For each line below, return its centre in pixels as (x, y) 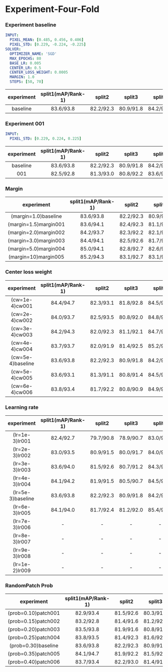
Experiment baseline (31, 25)
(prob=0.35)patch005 (34, 654)
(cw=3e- (21, 328)
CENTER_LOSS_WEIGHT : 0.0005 (39, 73)
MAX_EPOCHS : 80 (25, 59)
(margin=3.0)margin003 (36, 241)
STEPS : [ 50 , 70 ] (26, 82)
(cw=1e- (21, 300)
